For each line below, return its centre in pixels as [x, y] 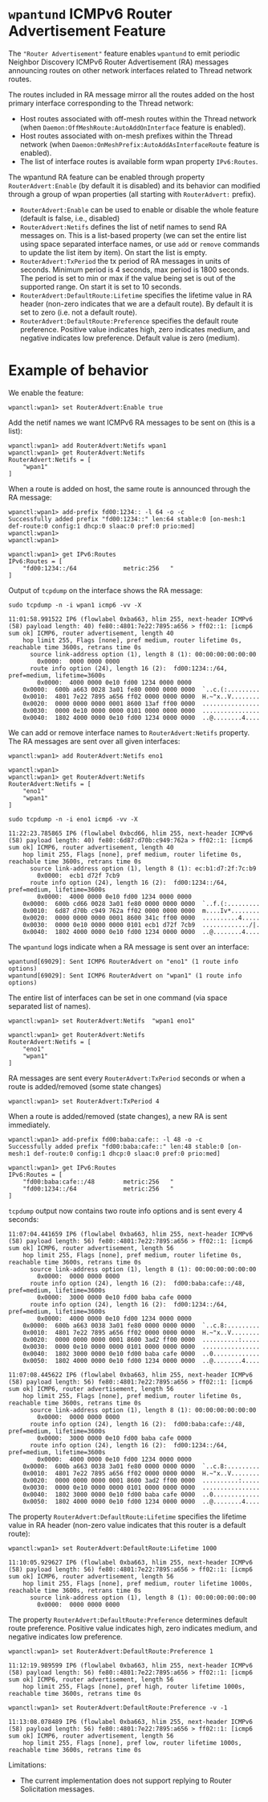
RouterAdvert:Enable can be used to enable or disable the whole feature [139, 209]
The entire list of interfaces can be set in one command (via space [118, 998]
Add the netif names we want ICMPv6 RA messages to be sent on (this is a [132, 422]
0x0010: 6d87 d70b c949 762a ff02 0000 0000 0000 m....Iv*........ [142, 911]
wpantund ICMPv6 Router [90, 14]
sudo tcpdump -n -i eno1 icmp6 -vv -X [73, 819]
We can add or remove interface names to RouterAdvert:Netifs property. [129, 732]
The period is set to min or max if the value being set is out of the [128, 278]
